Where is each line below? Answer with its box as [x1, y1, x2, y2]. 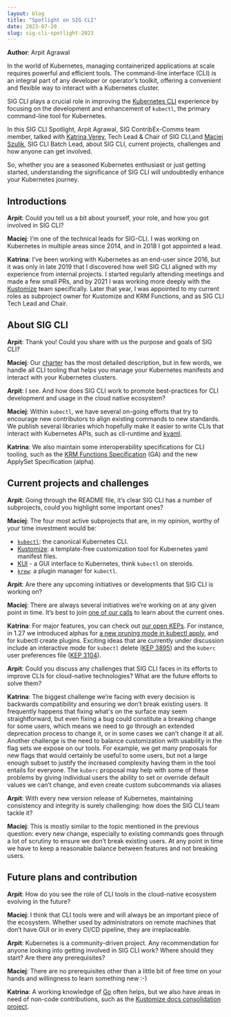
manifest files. [17, 552, 57, 560]
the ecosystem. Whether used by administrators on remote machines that [7, 917, 217, 926]
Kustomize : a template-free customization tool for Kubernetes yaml [17, 544, 208, 553]
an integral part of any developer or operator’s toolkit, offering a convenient [7, 77, 221, 85]
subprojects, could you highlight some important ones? [7, 503, 164, 512]
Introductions [7, 195, 67, 207]
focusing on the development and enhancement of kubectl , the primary [7, 104, 210, 113]
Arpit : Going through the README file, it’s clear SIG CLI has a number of [7, 496, 212, 504]
